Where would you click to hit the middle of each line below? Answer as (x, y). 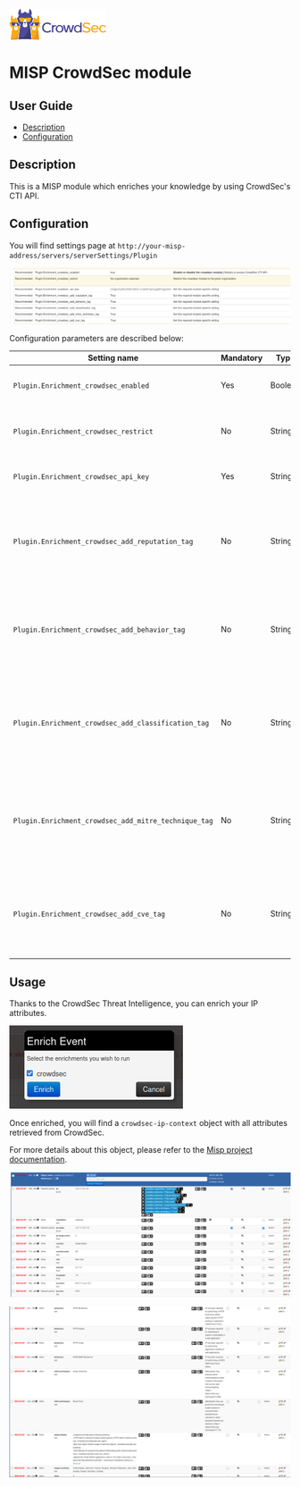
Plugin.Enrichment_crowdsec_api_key (81, 477)
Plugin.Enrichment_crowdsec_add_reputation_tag (103, 542)
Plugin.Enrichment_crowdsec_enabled (81, 386)
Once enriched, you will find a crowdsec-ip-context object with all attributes (149, 1123)
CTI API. (25, 196)
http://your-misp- (151, 246)
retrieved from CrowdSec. (57, 1133)
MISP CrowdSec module (100, 73)
